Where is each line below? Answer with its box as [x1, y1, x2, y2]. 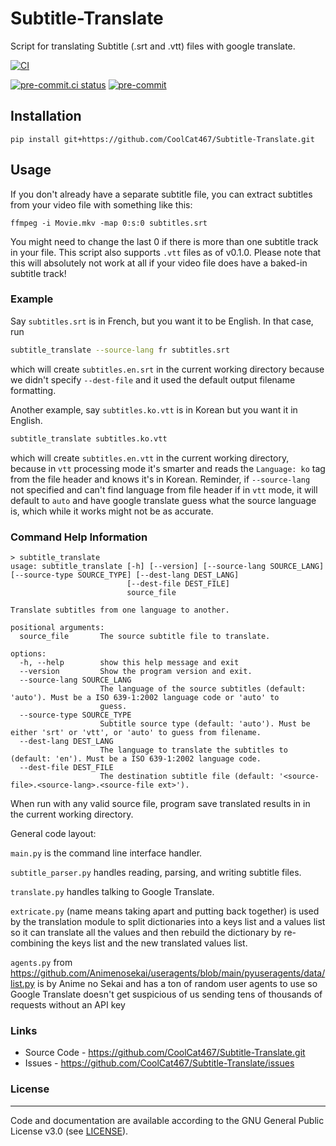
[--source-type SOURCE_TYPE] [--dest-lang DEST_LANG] [10, 570, 240, 580]
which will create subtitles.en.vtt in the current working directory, [10, 452, 290, 464]
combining [10, 937, 55, 949]
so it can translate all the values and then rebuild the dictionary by [10, 926, 282, 938]
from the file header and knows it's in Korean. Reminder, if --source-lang [10, 473, 311, 485]
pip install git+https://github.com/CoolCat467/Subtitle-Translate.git [10, 134, 315, 144]
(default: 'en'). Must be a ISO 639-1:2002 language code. [10, 753, 262, 764]
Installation [10, 108, 82, 125]
